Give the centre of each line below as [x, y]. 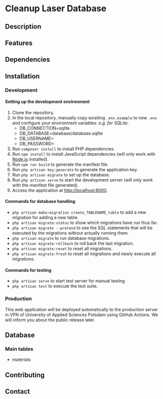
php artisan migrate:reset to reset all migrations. [62, 249]
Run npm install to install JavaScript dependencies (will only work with [84, 154]
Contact [18, 391]
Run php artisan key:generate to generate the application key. [75, 169]
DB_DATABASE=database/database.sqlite [61, 133]
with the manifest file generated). [45, 185]
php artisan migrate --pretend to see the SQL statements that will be [82, 228]
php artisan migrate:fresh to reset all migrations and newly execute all [84, 254]
